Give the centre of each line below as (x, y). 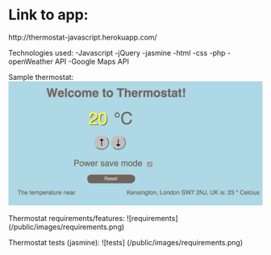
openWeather (31, 61)
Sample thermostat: (41, 77)
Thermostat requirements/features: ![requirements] (94, 218)
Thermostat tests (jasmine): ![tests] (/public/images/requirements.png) (126, 242)
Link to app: (48, 15)
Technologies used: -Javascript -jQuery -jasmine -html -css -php (117, 52)
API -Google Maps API (92, 61)
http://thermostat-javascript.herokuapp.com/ (83, 37)
